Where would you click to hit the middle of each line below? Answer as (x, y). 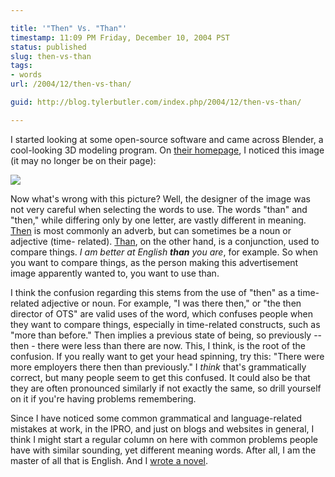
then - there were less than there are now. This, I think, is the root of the (158, 345)
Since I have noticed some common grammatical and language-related (156, 418)
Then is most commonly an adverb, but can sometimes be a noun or (151, 230)
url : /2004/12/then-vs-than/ (71, 84)
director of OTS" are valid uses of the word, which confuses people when (161, 313)
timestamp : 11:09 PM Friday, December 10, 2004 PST (120, 37)
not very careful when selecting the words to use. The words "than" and (159, 209)
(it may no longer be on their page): (83, 160)
